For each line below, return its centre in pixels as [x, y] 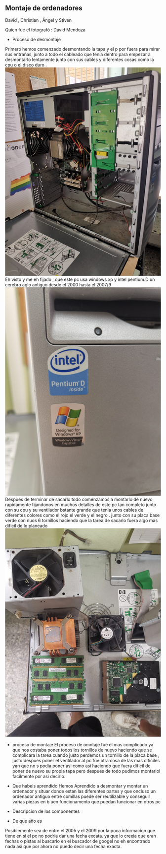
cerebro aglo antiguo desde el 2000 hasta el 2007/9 [58, 284]
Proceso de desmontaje [36, 39]
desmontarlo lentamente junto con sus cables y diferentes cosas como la [80, 60]
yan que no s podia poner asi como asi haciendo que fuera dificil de [81, 766]
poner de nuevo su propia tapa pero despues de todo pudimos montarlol [86, 771]
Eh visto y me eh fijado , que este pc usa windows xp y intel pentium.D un [80, 279]
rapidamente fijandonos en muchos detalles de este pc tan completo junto [81, 504]
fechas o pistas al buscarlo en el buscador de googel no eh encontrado [78, 841]
